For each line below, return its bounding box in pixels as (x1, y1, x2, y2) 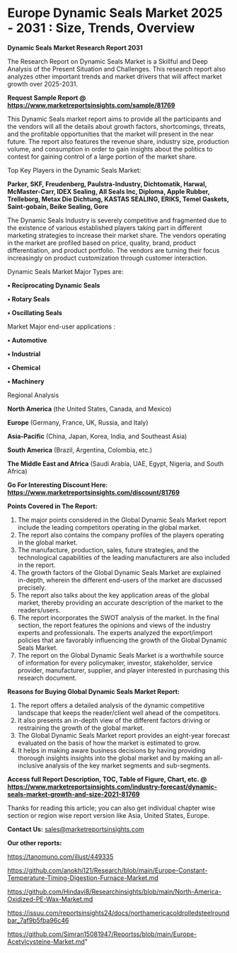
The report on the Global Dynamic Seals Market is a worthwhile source (17, 651, 224, 659)
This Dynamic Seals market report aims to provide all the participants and (7, 115, 221, 123)
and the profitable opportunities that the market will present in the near (7, 130, 214, 138)
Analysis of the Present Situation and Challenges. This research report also (7, 64, 226, 73)
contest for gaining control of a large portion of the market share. (7, 152, 197, 161)
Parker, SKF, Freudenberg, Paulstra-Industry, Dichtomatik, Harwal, (7, 179, 207, 188)
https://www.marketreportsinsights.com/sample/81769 (7, 101, 175, 109)
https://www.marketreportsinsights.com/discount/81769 (7, 488, 180, 496)
